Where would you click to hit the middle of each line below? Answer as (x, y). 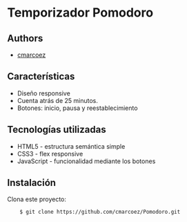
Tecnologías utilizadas (57, 130)
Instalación (32, 183)
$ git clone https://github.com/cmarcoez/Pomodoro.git (100, 212)
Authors (25, 38)
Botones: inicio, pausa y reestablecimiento (77, 108)
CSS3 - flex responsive (50, 154)
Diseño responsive (43, 93)
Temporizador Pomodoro (80, 13)
